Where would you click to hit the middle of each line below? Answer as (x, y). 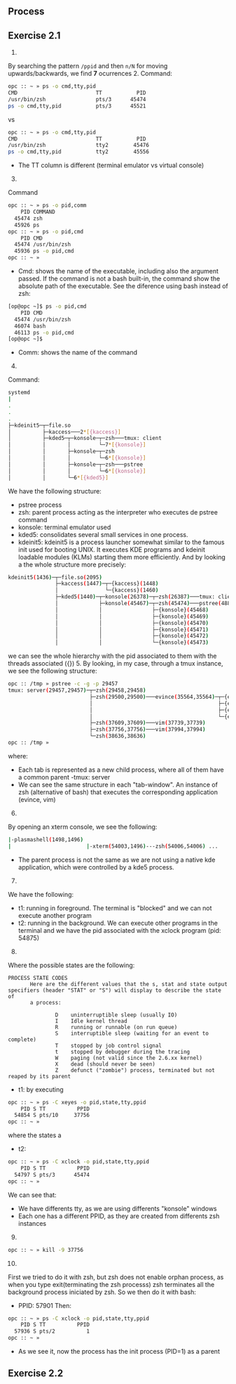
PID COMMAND (38, 212)
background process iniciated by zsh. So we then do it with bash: (102, 1292)
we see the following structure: (53, 671)
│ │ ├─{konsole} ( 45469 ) (132, 616)
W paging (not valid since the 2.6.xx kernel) (129, 1058)
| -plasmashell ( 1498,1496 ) (46, 839)
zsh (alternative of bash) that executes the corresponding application (118, 792)
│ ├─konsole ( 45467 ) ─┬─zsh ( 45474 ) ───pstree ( (138, 604)
